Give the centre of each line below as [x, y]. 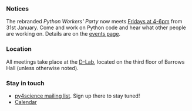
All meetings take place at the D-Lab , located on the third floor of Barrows [95, 62]
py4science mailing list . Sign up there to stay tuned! [77, 96]
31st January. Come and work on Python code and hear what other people [96, 27]
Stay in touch [26, 83]
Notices [18, 9]
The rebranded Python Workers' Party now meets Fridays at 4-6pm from [94, 22]
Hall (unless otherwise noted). [43, 68]
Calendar [26, 102]
